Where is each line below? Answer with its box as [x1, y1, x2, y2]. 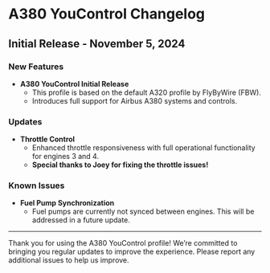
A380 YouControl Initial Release [19, 79, 129, 88]
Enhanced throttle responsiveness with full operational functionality [31, 143, 256, 153]
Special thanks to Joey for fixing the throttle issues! [31, 160, 209, 169]
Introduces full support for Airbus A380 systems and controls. [31, 96, 238, 105]
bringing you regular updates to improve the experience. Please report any [8, 247, 256, 257]
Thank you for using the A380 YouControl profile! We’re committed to [8, 238, 238, 248]
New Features [8, 61, 64, 72]
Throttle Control [19, 134, 75, 145]
